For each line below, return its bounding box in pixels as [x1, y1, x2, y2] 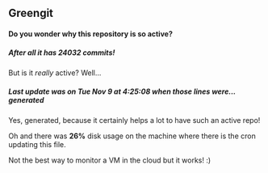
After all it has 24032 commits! [8, 48, 115, 57]
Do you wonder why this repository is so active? [8, 28, 174, 39]
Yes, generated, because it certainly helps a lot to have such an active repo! [8, 115, 261, 124]
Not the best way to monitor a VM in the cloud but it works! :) [8, 155, 211, 165]
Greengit [8, 6, 54, 20]
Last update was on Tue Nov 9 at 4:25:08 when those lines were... [8, 86, 237, 96]
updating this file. [8, 139, 66, 149]
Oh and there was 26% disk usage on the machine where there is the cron [8, 131, 256, 141]
